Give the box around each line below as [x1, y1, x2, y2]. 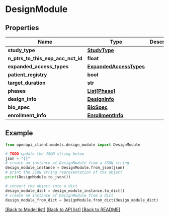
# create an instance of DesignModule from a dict [5, 193, 114, 198]
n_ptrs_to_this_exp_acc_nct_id [8, 55, 83, 62]
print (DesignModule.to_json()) [5, 174, 71, 180]
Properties [5, 24, 39, 32]
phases [8, 88, 26, 94]
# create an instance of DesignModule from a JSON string [5, 160, 129, 166]
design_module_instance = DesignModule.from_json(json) [5, 165, 125, 170]
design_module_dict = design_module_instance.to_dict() [5, 188, 125, 193]
